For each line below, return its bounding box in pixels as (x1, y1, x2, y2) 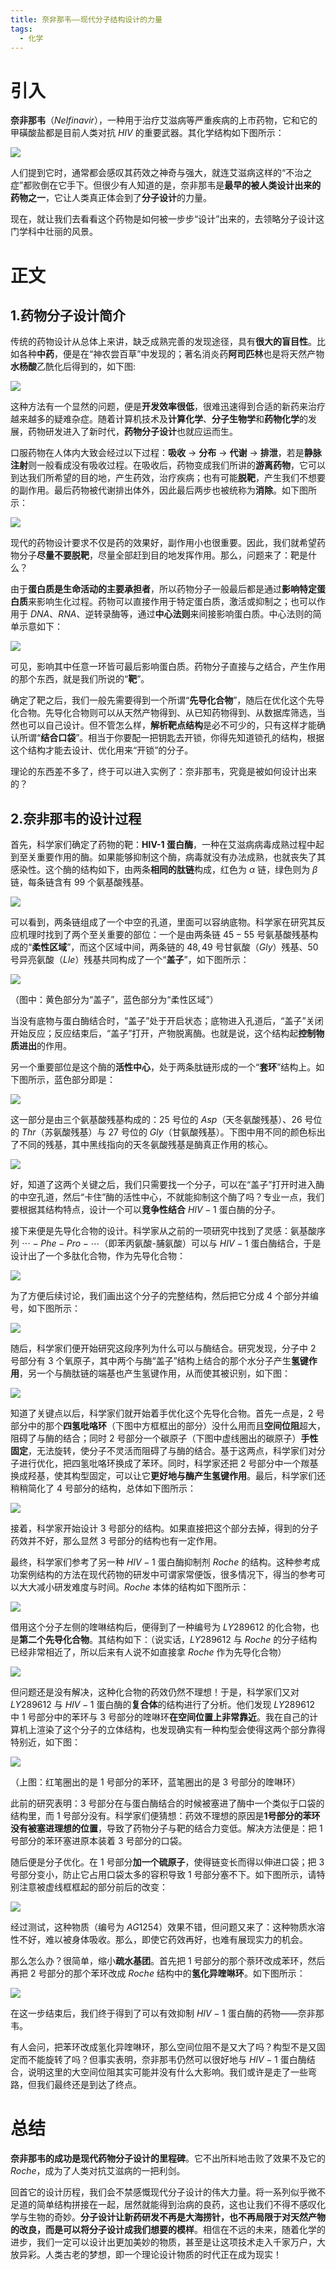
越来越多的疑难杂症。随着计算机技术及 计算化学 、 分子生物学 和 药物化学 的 (10, 413, 308, 425)
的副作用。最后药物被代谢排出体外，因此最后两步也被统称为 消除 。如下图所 (10, 484, 317, 496)
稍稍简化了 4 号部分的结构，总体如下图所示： (10, 1482, 197, 1495)
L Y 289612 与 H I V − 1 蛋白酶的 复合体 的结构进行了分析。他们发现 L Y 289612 (10, 1699, 316, 1711)
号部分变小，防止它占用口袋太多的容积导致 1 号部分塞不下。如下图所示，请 (10, 1869, 317, 1881)
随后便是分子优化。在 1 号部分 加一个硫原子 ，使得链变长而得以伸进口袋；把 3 (10, 1856, 325, 1868)
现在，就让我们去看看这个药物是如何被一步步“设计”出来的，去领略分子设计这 (10, 213, 325, 225)
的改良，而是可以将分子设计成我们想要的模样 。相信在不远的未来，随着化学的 (10, 2224, 326, 2236)
